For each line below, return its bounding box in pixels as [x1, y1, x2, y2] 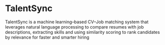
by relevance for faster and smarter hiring [5, 34, 89, 40]
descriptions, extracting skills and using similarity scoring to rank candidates [5, 29, 160, 35]
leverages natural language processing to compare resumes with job [5, 24, 144, 30]
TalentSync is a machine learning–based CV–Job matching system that [5, 19, 149, 25]
